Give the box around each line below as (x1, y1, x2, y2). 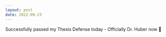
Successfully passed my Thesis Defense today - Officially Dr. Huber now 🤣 (5, 26, 161, 32)
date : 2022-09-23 (5, 12, 42, 17)
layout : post (5, 7, 33, 13)
